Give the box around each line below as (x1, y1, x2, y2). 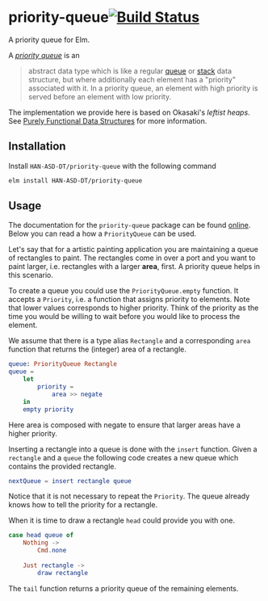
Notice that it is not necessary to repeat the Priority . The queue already (8, 491, 250, 501)
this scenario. (8, 271, 54, 280)
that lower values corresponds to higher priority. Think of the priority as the (8, 303, 259, 313)
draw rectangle (37, 569, 89, 577)
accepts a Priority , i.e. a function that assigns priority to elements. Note (8, 295, 250, 305)
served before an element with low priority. (27, 91, 172, 101)
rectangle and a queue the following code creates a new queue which (8, 452, 239, 462)
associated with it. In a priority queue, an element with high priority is (27, 83, 258, 93)
